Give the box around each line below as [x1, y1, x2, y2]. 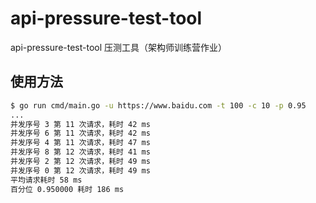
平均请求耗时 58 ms [10, 175, 83, 185]
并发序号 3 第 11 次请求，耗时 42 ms [10, 119, 151, 129]
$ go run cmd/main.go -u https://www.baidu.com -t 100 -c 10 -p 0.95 [10, 100, 307, 111]
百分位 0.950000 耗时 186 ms [10, 184, 125, 194]
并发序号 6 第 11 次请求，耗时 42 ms [10, 128, 151, 139]
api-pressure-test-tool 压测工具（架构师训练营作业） [10, 41, 228, 53]
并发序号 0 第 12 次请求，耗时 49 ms [10, 165, 151, 176]
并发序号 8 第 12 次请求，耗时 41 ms [10, 147, 151, 157]
